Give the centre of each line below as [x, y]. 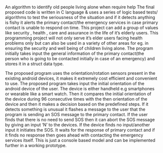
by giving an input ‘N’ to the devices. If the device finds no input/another [77, 125]
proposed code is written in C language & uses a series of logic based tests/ [81, 12]
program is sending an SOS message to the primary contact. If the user [76, 114]
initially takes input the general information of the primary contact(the [75, 53]
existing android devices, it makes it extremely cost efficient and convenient [81, 78]
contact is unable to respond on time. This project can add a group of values [82, 28]
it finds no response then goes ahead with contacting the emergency [74, 135]
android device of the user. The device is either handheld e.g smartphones [80, 89]
